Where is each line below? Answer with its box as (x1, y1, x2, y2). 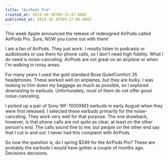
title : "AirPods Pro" (5, 7, 51, 13)
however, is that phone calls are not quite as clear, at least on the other (5, 119, 153, 125)
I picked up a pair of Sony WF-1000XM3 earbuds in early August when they (5, 103, 163, 109)
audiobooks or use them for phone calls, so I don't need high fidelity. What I (5, 51, 163, 57)
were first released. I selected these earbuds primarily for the (5, 108, 133, 114)
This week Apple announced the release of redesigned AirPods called (5, 31, 151, 37)
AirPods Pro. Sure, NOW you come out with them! (5, 36, 109, 42)
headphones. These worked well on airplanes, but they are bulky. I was (5, 77, 153, 83)
